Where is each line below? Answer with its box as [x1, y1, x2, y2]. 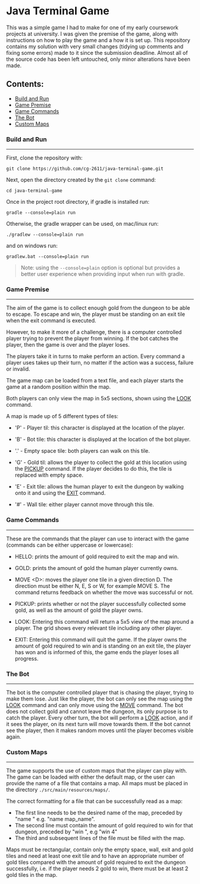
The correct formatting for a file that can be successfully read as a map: [6, 798, 183, 805]
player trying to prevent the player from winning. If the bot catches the [6, 335, 179, 342]
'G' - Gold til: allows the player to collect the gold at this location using [14, 459, 187, 466]
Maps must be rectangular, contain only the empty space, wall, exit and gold [6, 846, 193, 853]
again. [6, 733, 22, 740]
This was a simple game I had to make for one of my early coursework [6, 24, 179, 31]
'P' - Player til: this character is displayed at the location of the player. [14, 424, 186, 431]
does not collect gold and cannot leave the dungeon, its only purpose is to [6, 708, 189, 715]
